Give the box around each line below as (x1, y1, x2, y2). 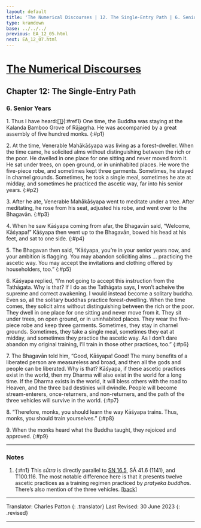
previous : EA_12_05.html (6, 31, 68, 37)
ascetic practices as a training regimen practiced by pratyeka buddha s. (14, 480, 191, 487)
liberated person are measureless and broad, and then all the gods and (6, 358, 181, 365)
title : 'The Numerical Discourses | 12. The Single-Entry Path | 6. (6, 14, 181, 20)
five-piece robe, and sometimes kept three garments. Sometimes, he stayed (6, 167, 194, 174)
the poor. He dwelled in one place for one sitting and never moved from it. (6, 154, 188, 161)
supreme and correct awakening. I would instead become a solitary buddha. (6, 289, 194, 297)
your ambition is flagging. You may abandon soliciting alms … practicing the (6, 252, 193, 260)
